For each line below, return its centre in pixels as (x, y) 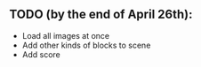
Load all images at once (65, 35)
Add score (41, 54)
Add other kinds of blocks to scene (86, 45)
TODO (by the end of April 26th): (101, 15)
